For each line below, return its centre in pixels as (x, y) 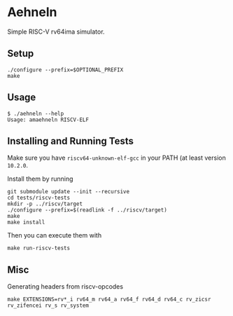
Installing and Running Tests (71, 141)
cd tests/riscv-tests (39, 198)
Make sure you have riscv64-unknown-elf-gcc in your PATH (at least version (116, 158)
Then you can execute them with (55, 235)
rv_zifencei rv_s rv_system (48, 305)
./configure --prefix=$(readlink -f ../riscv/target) (87, 210)
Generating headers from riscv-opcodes (65, 287)
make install (26, 222)
